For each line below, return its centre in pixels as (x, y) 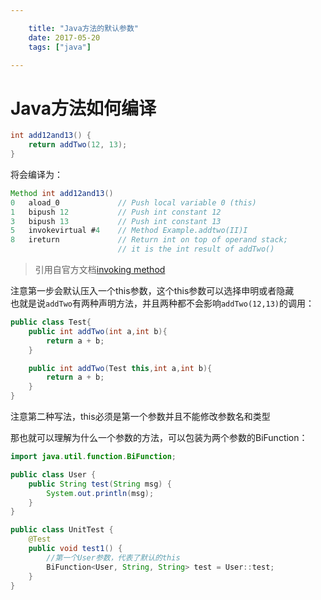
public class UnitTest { (62, 530)
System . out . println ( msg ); (100, 493)
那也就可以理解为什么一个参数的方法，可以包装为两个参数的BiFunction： (159, 438)
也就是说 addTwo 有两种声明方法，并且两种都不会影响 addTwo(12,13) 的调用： (162, 303)
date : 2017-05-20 (64, 37)
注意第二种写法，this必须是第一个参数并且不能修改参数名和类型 (140, 417)
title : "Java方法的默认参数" (83, 28)
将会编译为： (36, 174)
